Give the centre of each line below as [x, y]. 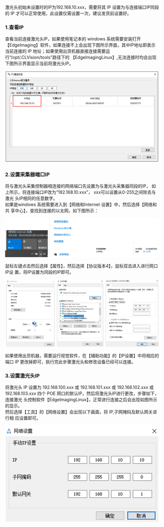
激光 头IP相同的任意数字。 [31, 198]
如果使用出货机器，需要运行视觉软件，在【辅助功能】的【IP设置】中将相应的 [82, 355]
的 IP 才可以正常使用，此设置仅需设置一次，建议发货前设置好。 [68, 13]
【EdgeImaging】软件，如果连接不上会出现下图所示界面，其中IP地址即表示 [80, 45]
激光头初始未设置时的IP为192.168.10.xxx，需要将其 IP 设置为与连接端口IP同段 [82, 7]
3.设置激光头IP [23, 376]
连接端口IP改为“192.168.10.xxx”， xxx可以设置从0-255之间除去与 [91, 192]
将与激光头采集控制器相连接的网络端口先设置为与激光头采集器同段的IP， [78, 186]
